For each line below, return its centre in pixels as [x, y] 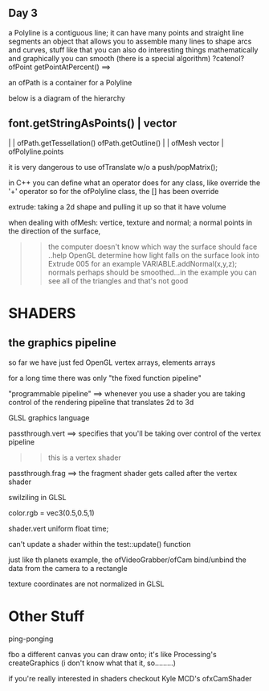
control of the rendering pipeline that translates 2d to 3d [101, 402]
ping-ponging [31, 639]
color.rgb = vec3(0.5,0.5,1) [51, 513]
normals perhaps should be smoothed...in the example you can [152, 272]
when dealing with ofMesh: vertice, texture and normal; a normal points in [130, 222]
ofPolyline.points [36, 151]
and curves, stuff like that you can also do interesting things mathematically [133, 50]
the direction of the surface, [55, 231]
